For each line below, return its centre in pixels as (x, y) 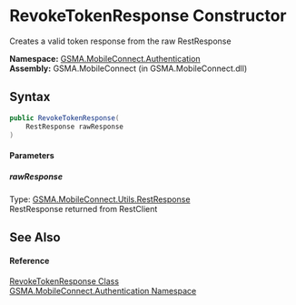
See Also (35, 238)
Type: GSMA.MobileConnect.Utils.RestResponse (100, 199)
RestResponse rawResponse (75, 127)
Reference (30, 260)
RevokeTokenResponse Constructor (148, 16)
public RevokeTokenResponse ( (64, 118)
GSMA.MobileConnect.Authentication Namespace (103, 290)
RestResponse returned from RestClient (84, 208)
